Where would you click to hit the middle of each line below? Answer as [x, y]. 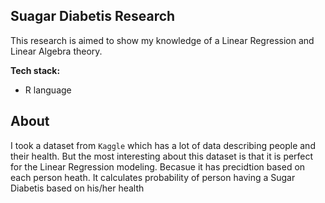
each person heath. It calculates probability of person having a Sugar [153, 177]
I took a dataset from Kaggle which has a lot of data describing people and [163, 145]
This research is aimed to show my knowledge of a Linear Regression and [162, 40]
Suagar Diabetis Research [93, 16]
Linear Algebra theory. [56, 51]
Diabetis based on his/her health [77, 188]
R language [48, 90]
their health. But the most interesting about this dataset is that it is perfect [162, 156]
